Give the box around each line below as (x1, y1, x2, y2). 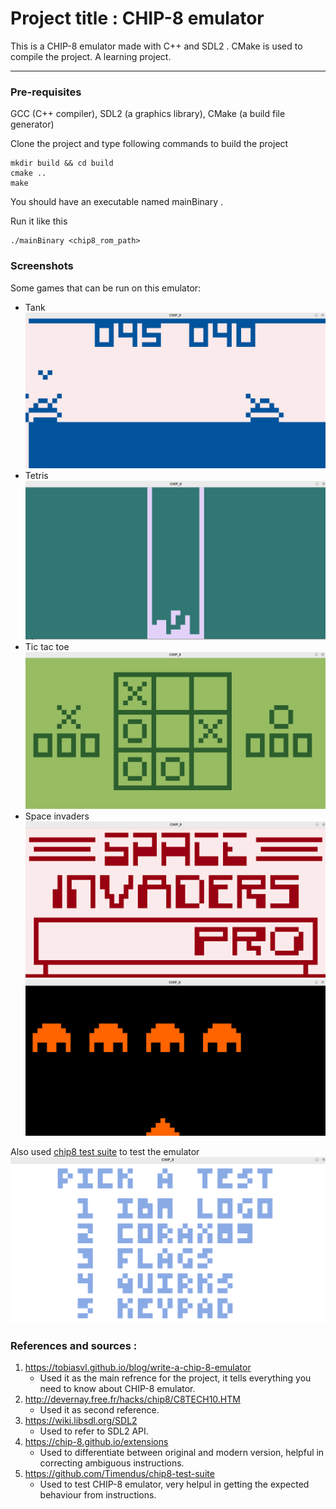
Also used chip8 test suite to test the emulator (10, 1146, 200, 1158)
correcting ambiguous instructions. (39, 1457, 185, 1469)
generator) (10, 118, 55, 131)
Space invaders (24, 810, 90, 822)
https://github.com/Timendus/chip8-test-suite (24, 1468, 215, 1480)
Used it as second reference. (39, 1404, 160, 1416)
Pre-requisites (10, 85, 82, 99)
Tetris (24, 470, 49, 482)
